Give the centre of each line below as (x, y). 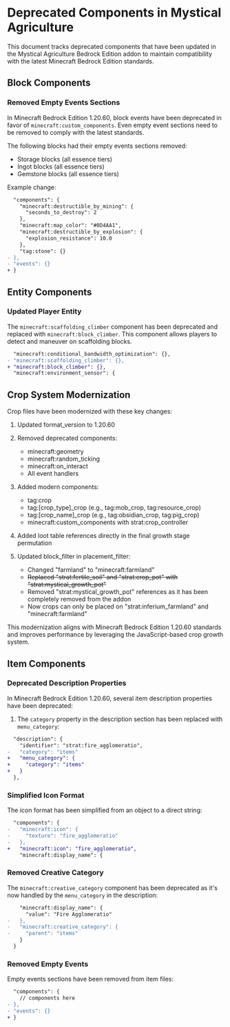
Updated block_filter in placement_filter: (74, 557)
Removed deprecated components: (67, 438)
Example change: (32, 187)
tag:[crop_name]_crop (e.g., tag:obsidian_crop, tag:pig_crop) (113, 515)
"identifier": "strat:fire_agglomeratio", (81, 745)
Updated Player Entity (44, 311)
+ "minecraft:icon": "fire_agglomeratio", (72, 848)
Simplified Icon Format (46, 795)
